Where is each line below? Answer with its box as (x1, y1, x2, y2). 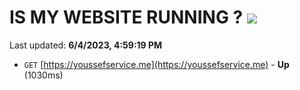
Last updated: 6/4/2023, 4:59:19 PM (9, 39, 163, 51)
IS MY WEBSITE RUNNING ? (9, 6, 244, 29)
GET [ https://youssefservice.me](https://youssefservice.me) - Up (23, 58, 290, 70)
